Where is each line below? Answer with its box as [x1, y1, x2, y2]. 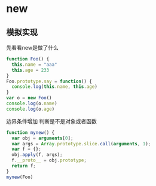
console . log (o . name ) [6, 100, 58, 106]
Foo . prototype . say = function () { [6, 78, 93, 84]
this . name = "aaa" [11, 62, 58, 68]
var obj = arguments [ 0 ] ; [11, 135, 74, 141]
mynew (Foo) [6, 174, 33, 180]
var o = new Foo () [6, 95, 52, 101]
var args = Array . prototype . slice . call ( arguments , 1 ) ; [11, 141, 151, 147]
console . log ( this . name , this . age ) [11, 84, 97, 90]
